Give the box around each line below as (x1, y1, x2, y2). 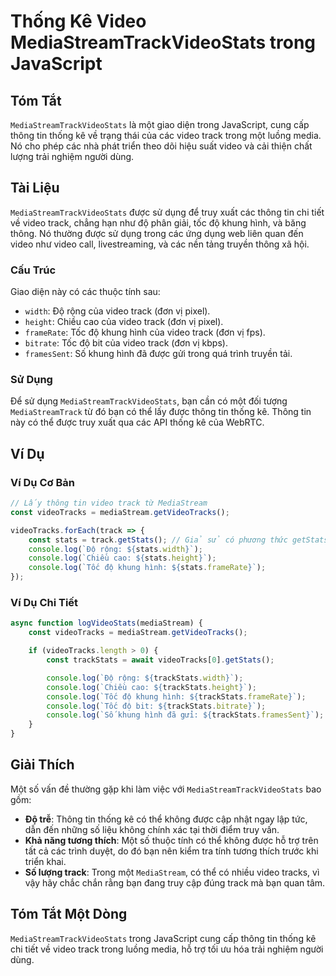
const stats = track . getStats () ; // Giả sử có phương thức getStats (28, 535, 329, 545)
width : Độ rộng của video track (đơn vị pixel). (24, 305, 211, 317)
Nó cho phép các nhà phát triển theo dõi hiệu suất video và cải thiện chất (10, 140, 313, 152)
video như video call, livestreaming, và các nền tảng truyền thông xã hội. (10, 238, 310, 250)
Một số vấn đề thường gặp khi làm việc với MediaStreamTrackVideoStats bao (10, 783, 322, 795)
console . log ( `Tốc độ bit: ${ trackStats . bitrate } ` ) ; (46, 701, 267, 711)
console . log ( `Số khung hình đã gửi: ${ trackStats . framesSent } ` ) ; (46, 710, 325, 720)
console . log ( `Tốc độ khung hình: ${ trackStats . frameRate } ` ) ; (46, 691, 307, 702)
